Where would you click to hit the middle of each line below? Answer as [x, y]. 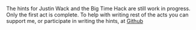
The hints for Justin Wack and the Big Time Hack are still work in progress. [98, 9]
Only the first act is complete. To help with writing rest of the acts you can [97, 15]
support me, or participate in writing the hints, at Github [75, 21]
